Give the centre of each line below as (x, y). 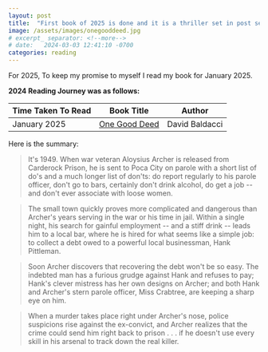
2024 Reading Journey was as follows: (74, 91)
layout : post (30, 16)
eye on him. (47, 301)
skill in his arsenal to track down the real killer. (103, 341)
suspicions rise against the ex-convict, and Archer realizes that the (138, 324)
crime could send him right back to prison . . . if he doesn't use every (141, 333)
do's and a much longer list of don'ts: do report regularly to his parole (142, 176)
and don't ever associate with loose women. (100, 193)
